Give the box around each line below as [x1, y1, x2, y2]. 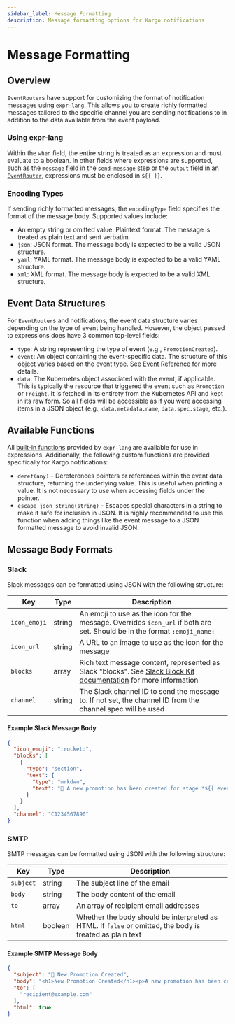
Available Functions [7, 425, 96, 436]
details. [17, 367, 39, 375]
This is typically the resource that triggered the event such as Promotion [17, 382, 225, 390]
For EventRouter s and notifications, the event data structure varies [7, 316, 198, 325]
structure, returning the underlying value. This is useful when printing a [17, 478, 222, 487]
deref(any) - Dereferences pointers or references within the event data [17, 471, 222, 480]
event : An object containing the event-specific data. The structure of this [17, 352, 227, 360]
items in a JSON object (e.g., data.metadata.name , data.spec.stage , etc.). [17, 404, 227, 413]
